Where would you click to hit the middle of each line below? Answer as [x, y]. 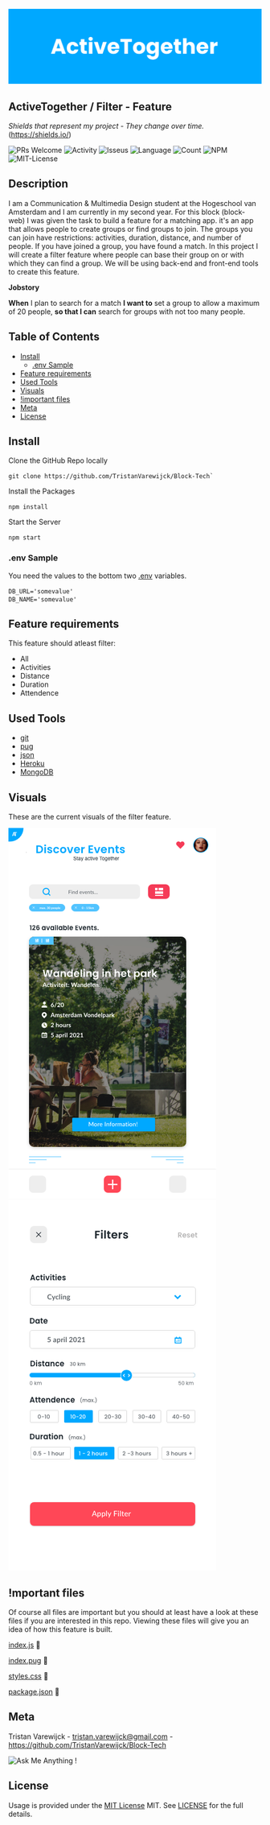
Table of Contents [54, 337]
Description [38, 184]
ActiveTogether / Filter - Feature [90, 107]
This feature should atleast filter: [62, 643]
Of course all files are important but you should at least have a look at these [133, 1612]
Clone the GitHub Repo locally [58, 460]
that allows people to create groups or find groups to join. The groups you [131, 229]
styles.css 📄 [29, 1676]
